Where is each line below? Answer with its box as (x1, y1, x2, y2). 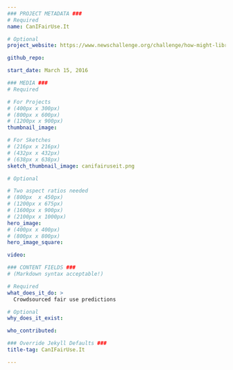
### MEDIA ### (7, 80, 49, 87)
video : (7, 252, 26, 258)
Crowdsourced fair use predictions (13, 296, 116, 303)
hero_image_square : (7, 239, 64, 246)
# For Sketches (7, 136, 51, 144)
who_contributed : (7, 327, 58, 335)
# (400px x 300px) (7, 105, 60, 112)
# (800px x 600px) (7, 112, 60, 118)
